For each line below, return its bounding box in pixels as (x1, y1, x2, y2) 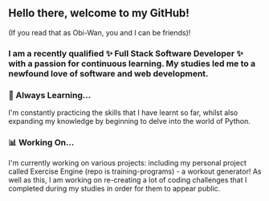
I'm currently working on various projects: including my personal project (8, 158, 247, 168)
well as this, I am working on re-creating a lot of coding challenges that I (8, 175, 247, 185)
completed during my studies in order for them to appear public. (8, 184, 221, 194)
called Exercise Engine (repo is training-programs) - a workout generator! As (8, 166, 262, 176)
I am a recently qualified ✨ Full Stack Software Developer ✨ (8, 47, 243, 59)
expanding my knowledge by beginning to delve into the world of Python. (8, 117, 251, 126)
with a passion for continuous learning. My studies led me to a (8, 58, 255, 69)
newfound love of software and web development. (8, 68, 209, 79)
